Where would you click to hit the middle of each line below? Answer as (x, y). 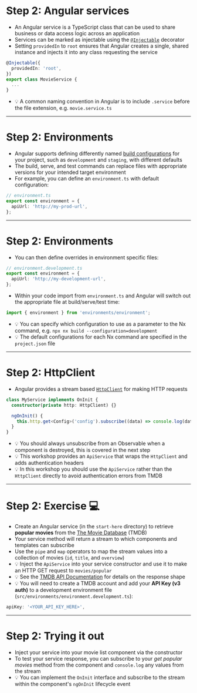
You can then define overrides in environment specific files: (86, 257)
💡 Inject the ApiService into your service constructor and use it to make (101, 564)
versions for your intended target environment (70, 172)
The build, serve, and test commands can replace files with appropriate (101, 166)
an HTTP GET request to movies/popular (63, 571)
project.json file (35, 343)
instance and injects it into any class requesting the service (86, 52)
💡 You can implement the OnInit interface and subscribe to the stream (100, 677)
